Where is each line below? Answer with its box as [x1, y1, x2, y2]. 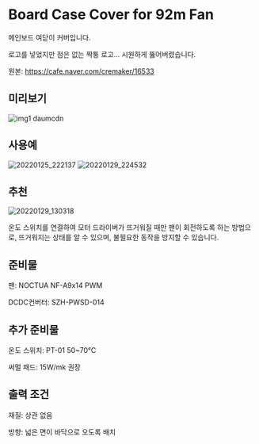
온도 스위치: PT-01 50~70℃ [8, 346, 97, 354]
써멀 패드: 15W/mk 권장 [8, 362, 81, 372]
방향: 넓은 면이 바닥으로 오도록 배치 [8, 427, 116, 437]
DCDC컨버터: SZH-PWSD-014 [8, 297, 105, 307]
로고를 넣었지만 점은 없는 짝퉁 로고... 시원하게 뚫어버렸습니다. [8, 49, 196, 59]
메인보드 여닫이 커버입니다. [8, 33, 91, 42]
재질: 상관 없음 [8, 410, 53, 419]
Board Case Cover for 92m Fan [8, 6, 214, 24]
